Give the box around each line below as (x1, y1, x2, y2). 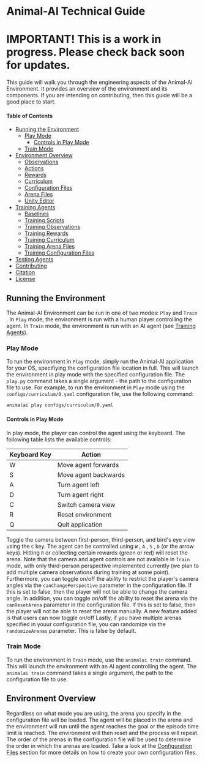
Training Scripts (24, 217, 65, 224)
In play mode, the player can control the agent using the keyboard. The (6, 429, 185, 436)
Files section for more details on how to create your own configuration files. (6, 749, 197, 756)
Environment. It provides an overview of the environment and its (6, 85, 168, 92)
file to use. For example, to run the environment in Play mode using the (6, 384, 185, 391)
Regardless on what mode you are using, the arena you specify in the (6, 709, 181, 717)
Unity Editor (24, 197, 54, 204)
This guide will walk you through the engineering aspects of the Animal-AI (6, 78, 193, 86)
